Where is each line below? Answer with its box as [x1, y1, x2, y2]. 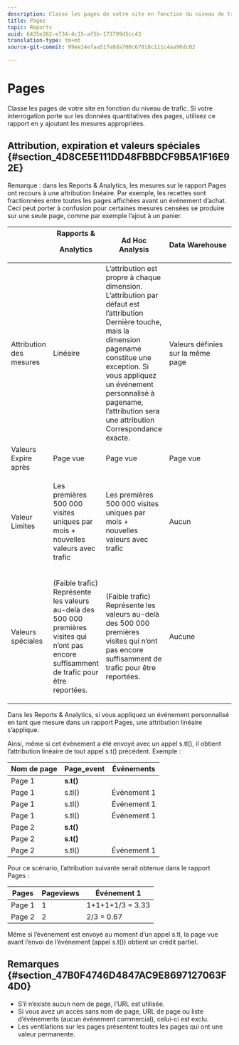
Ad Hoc [120, 235, 147, 245]
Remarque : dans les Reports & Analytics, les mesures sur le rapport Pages [7, 181, 227, 190]
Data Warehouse [169, 240, 227, 249]
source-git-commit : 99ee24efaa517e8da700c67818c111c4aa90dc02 [7, 43, 196, 51]
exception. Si [105, 361, 149, 371]
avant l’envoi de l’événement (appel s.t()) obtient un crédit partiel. [7, 937, 198, 946]
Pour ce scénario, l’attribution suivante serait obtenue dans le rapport [7, 863, 211, 872]
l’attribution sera [105, 406, 160, 416]
